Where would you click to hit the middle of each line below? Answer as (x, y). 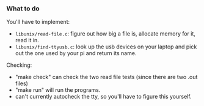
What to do (23, 9)
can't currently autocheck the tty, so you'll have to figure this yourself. (103, 97)
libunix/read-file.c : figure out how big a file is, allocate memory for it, (105, 34)
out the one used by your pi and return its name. (76, 53)
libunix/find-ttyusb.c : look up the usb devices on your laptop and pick (106, 47)
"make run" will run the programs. (58, 90)
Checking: (19, 65)
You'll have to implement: (38, 22)
